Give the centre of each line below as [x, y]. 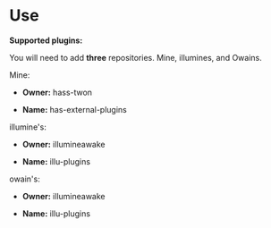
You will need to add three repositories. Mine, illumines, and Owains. [135, 57]
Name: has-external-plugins [74, 109]
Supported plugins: [46, 40]
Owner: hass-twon [57, 92]
